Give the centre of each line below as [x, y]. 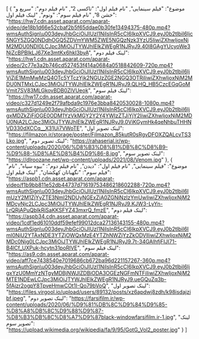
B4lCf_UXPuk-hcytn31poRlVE [42, 248]
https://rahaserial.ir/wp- [101, 141]
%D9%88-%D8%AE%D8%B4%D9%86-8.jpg [62, 153]
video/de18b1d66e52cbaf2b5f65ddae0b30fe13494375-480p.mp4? [88, 27]
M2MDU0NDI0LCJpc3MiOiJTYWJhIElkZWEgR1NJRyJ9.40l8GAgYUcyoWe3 [98, 46]
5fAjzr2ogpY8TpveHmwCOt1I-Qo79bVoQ [56, 286]
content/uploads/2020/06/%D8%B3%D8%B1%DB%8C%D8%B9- [87, 147]
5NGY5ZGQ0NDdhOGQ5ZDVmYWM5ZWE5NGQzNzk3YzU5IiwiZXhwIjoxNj [97, 40]
